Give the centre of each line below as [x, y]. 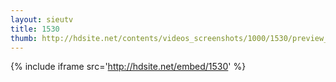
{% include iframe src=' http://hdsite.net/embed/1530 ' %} [128, 67]
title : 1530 [35, 29]
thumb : [24, 38]
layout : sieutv [42, 19]
